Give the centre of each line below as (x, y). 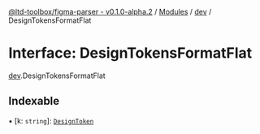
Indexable (34, 101)
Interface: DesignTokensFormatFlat (130, 53)
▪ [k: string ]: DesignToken (51, 120)
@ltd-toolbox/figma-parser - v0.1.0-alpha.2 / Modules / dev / (110, 12)
